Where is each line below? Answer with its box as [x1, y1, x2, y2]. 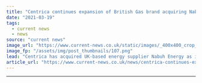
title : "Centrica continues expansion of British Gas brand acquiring [6, 8, 187, 15]
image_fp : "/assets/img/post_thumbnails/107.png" [6, 48, 133, 54]
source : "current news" [6, 37, 66, 43]
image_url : [6, 43, 34, 49]
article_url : [6, 59, 39, 65]
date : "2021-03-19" [6, 14, 55, 20]
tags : [6, 20, 20, 26]
